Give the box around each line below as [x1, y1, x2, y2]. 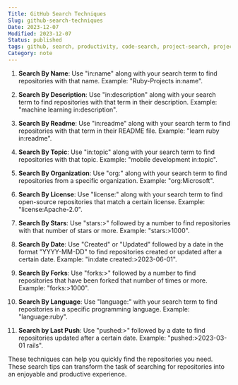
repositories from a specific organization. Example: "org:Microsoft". [18, 176, 215, 184]
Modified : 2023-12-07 [8, 30, 72, 37]
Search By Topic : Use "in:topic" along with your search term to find [18, 148, 215, 156]
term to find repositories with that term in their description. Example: [18, 97, 218, 106]
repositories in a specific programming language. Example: [18, 304, 190, 313]
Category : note [8, 50, 53, 57]
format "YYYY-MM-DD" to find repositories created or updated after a [18, 247, 222, 256]
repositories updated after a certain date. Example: [18, 333, 167, 342]
